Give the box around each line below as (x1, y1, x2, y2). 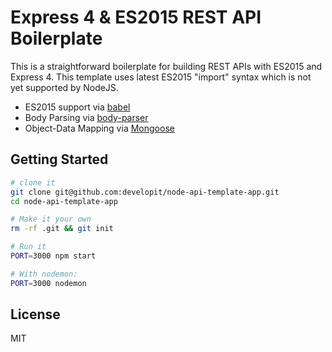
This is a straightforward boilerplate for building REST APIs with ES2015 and (10, 60, 323, 72)
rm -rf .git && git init (10, 224, 114, 234)
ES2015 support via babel (24, 101, 131, 113)
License (10, 306, 61, 323)
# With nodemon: (10, 269, 78, 279)
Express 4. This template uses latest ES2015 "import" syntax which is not (10, 71, 312, 83)
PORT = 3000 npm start (10, 251, 97, 261)
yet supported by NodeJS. (10, 81, 119, 93)
